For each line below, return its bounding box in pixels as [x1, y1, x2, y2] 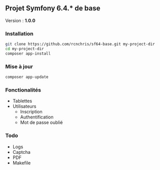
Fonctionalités [5, 86, 42, 93]
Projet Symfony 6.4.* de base [5, 4, 100, 13]
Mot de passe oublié [20, 119, 63, 125]
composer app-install [5, 51, 51, 56]
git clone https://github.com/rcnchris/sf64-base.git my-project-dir [5, 41, 155, 47]
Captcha [12, 149, 31, 155]
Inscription [20, 109, 43, 115]
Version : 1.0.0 [5, 17, 35, 23]
